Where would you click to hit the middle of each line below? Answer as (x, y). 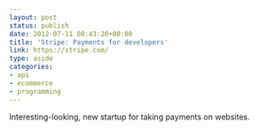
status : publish (39, 26)
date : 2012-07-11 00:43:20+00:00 (71, 34)
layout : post (33, 17)
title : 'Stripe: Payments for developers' (89, 42)
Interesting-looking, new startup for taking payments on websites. (129, 117)
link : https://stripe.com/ (59, 50)
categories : (31, 67)
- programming (35, 91)
